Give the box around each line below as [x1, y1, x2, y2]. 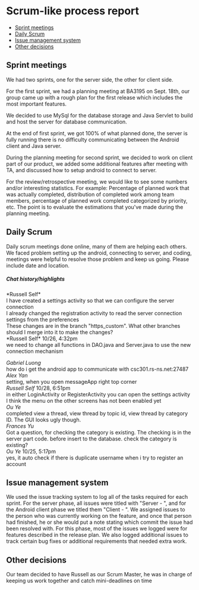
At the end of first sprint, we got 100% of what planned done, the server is [6, 129, 188, 136]
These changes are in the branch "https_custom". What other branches [6, 322, 181, 329]
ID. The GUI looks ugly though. [6, 416, 81, 423]
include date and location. [6, 262, 70, 269]
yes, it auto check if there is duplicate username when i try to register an [6, 454, 184, 461]
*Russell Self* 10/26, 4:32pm [6, 335, 78, 342]
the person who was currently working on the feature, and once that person [6, 513, 192, 520]
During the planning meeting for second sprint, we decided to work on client [6, 154, 193, 161]
